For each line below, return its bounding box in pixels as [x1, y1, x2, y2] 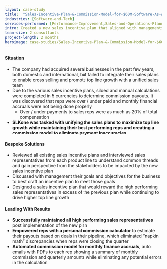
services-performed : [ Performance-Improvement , [5, 21, 106, 26]
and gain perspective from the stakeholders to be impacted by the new [12, 163, 158, 169]
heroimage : [5, 40, 28, 45]
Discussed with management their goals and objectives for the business [12, 173, 160, 179]
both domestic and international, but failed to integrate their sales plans [12, 71, 159, 77]
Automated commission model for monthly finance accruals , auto [12, 244, 151, 250]
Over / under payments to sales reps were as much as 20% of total [19, 108, 158, 115]
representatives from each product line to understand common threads [12, 157, 158, 163]
